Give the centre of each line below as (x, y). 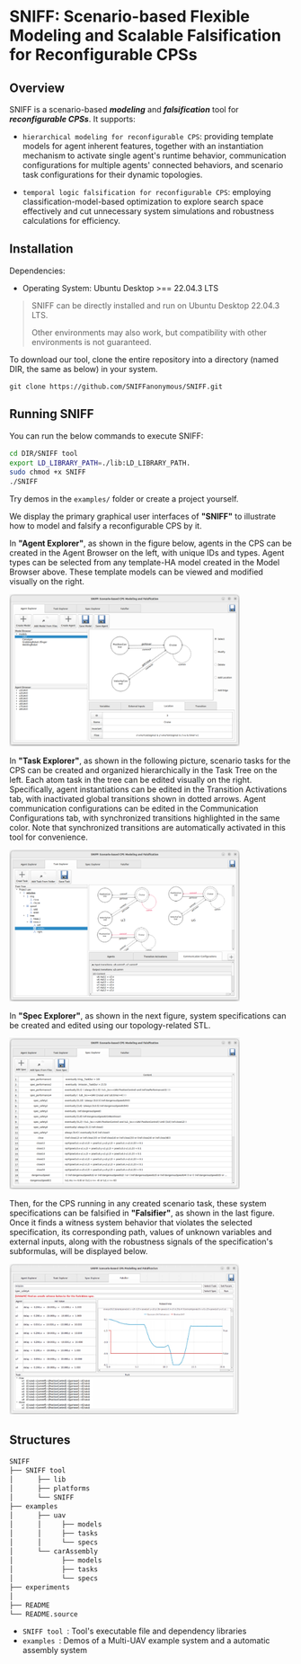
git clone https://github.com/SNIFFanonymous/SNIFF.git (116, 387)
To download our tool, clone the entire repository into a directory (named (144, 359)
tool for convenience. (49, 837)
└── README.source (44, 1614)
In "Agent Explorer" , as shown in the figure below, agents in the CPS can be (150, 543)
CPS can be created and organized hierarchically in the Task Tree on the (143, 770)
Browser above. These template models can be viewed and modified (136, 572)
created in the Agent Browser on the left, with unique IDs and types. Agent (147, 553)
